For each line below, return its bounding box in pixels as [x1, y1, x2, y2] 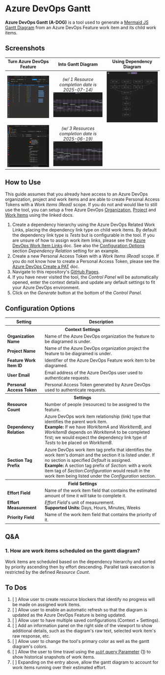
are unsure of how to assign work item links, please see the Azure [12, 237, 146, 243]
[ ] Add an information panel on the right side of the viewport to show [12, 623, 153, 629]
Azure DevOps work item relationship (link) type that [44, 413, 151, 419]
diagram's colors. [12, 643, 48, 649]
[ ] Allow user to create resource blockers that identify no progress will [12, 597, 155, 602]
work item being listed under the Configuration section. [44, 473, 156, 479]
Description [89, 319, 114, 325]
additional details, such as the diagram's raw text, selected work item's [12, 628, 156, 634]
